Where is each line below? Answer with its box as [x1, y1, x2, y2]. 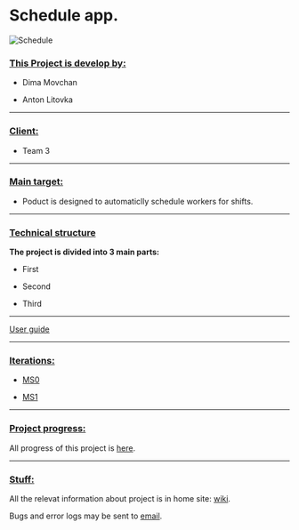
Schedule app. [9, 5, 118, 26]
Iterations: [9, 355, 55, 367]
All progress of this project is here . [9, 442, 136, 454]
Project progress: [9, 422, 86, 435]
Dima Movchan [21, 77, 78, 88]
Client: [9, 125, 39, 138]
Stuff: [9, 473, 35, 486]
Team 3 [21, 145, 51, 156]
